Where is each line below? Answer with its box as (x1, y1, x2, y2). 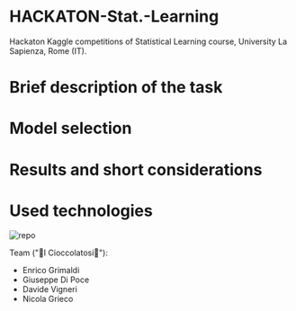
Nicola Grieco (22, 294, 74, 305)
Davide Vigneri (22, 284, 78, 295)
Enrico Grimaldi (22, 265, 80, 276)
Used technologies (9, 200, 153, 221)
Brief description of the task (9, 77, 223, 98)
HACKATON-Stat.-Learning (9, 6, 220, 27)
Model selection (9, 119, 132, 138)
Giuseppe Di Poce (22, 274, 90, 285)
